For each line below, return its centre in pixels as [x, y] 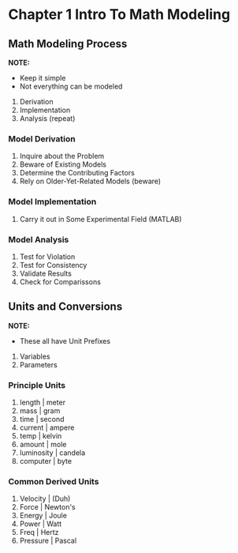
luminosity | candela [52, 453]
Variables [35, 356]
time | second [42, 419]
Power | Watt [41, 524]
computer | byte [46, 461]
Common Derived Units [54, 481]
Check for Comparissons [60, 281]
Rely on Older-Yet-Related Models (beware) [90, 181]
